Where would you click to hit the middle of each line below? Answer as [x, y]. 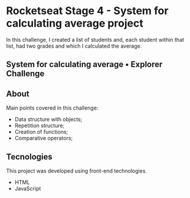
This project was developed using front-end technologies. [77, 171]
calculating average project [75, 23]
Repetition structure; [40, 126]
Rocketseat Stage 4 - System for [87, 11]
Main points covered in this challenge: [52, 108]
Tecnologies [29, 156]
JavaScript [28, 188]
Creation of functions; [41, 132]
